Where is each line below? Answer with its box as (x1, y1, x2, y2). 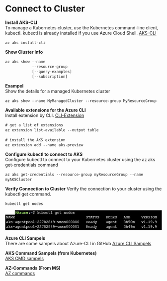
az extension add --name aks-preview (5, 142, 83, 147)
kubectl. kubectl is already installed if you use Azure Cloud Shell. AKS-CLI (5, 30, 157, 36)
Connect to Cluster (5, 3, 85, 14)
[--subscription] (31, 74, 68, 79)
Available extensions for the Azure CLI (5, 107, 86, 113)
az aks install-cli (5, 40, 46, 45)
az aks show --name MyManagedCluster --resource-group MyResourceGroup (5, 98, 157, 103)
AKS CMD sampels (5, 255, 44, 261)
